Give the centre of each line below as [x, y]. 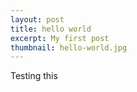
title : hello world [51, 29]
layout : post [37, 19]
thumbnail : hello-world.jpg [69, 47]
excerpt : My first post [60, 38]
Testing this [34, 76]
